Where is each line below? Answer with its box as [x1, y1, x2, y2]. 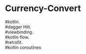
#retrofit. [5, 39, 23, 45]
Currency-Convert [5, 3, 81, 14]
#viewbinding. [5, 29, 34, 35]
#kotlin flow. [5, 34, 30, 40]
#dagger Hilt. [5, 24, 32, 29]
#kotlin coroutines [5, 44, 41, 50]
